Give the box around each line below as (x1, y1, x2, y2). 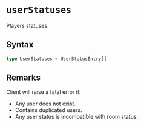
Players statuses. (6, 22, 50, 29)
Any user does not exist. (15, 100, 76, 107)
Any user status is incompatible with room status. (15, 113, 138, 121)
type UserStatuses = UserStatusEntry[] (6, 56, 107, 62)
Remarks (6, 73, 41, 83)
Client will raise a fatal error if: (6, 88, 81, 96)
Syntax (6, 39, 34, 50)
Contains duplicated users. (15, 107, 83, 114)
